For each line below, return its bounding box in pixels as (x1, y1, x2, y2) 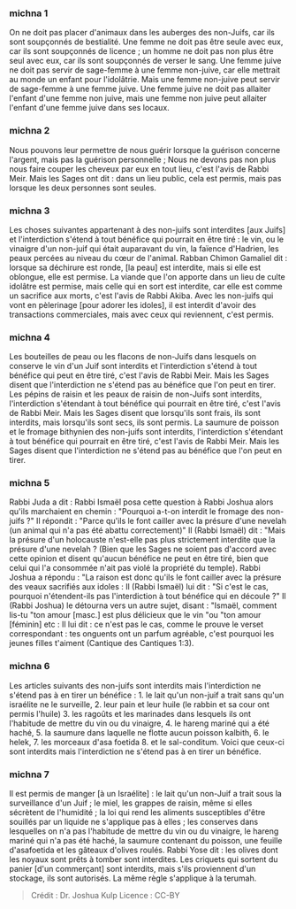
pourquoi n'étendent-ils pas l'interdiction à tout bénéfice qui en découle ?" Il (9, 591, 286, 602)
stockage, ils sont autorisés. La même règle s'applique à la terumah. (9, 873, 257, 883)
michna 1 (9, 7, 49, 19)
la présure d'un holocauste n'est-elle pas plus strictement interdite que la (9, 535, 276, 545)
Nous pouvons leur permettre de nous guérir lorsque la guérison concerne (9, 144, 281, 155)
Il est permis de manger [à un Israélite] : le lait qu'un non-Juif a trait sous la (9, 789, 283, 799)
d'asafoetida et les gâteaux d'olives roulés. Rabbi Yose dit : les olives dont (9, 844, 278, 856)
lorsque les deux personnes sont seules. (9, 182, 157, 193)
